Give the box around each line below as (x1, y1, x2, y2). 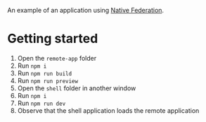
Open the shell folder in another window (17, 84, 136, 92)
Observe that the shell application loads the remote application (17, 106, 200, 115)
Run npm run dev (17, 99, 66, 107)
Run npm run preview (17, 76, 79, 85)
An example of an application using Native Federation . (7, 6, 164, 14)
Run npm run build (17, 68, 72, 77)
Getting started (7, 31, 98, 47)
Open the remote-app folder (17, 54, 97, 62)
